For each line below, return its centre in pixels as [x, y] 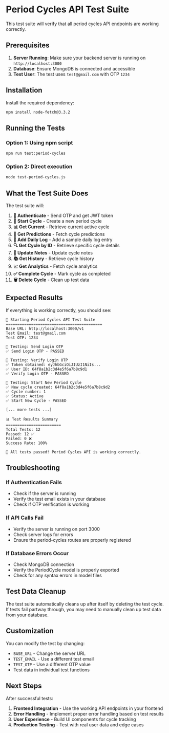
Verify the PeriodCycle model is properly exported [66, 570]
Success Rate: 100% [27, 443]
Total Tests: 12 [23, 429]
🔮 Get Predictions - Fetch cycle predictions [59, 234]
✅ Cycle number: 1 [26, 392]
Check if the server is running [45, 493]
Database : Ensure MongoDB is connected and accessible [74, 68]
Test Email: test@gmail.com [36, 333]
